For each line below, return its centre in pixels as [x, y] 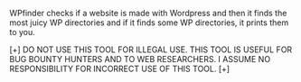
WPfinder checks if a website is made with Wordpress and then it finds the [148, 13]
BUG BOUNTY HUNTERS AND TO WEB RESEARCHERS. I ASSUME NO [140, 59]
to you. [23, 32]
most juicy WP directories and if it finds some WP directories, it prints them [149, 23]
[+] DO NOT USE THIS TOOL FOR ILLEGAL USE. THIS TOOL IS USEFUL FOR [151, 50]
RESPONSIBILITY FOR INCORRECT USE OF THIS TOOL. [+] [120, 68]
